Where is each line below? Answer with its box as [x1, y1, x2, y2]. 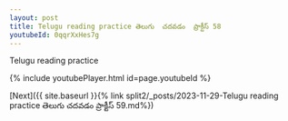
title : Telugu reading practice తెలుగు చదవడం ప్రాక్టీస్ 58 [9, 22, 222, 31]
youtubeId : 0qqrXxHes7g [9, 30, 100, 39]
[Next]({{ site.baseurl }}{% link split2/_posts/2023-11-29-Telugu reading [9, 90, 279, 101]
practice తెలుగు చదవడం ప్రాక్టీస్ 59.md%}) [9, 100, 154, 111]
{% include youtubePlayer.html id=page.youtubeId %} [9, 73, 212, 84]
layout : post [9, 13, 59, 23]
